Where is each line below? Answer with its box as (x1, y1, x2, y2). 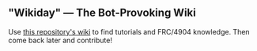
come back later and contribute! (8, 35, 113, 45)
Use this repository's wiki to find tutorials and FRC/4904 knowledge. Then (8, 27, 251, 36)
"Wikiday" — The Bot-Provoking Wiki (8, 6, 196, 20)
